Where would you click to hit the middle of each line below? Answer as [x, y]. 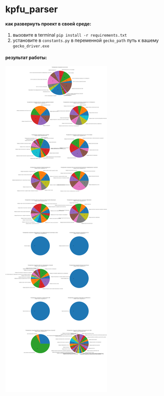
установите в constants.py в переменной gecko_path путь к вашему [86, 40]
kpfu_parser [32, 9]
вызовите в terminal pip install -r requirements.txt [70, 35]
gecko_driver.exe [31, 46]
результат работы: [26, 58]
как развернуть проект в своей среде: [48, 23]
